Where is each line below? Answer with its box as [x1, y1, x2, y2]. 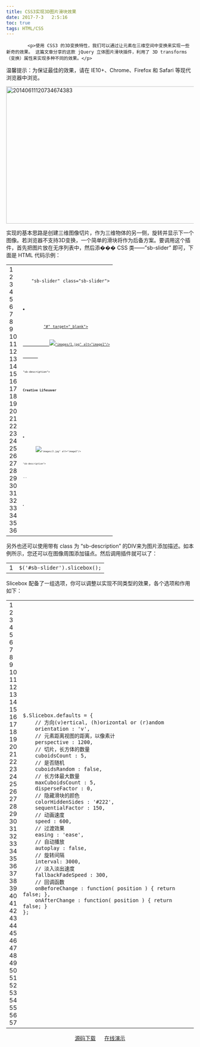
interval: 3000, [35, 858, 82, 865]
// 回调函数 [35, 879, 65, 886]
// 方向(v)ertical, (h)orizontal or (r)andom [35, 719, 164, 726]
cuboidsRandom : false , [35, 766, 102, 773]
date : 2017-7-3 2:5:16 [6, 14, 68, 20]
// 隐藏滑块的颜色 [35, 792, 80, 799]
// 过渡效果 [35, 825, 65, 832]
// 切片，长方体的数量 [35, 746, 90, 753]
